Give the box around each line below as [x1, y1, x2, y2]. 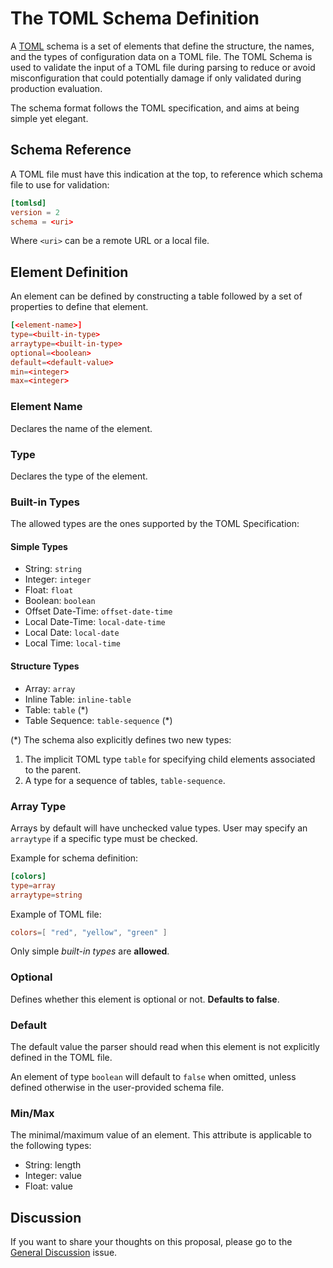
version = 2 [10, 207, 60, 217]
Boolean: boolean [24, 595, 96, 607]
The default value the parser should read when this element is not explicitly [10, 1041, 320, 1052]
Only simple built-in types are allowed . [10, 945, 170, 957]
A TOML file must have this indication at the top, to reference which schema [10, 168, 323, 180]
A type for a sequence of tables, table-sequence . [24, 774, 226, 786]
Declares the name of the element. [10, 422, 153, 434]
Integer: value [24, 1170, 82, 1182]
